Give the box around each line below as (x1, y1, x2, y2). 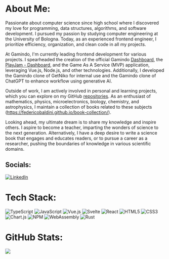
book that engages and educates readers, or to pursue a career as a (5, 135, 148, 141)
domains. (5, 146, 25, 152)
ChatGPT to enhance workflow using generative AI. (5, 78, 112, 84)
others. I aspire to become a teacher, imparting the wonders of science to (5, 124, 158, 131)
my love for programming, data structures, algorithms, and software (5, 25, 147, 31)
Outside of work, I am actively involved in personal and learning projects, (5, 88, 157, 94)
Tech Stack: (5, 192, 57, 203)
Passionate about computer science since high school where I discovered (5, 20, 159, 26)
